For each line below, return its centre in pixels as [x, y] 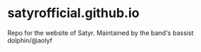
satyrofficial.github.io [73, 13]
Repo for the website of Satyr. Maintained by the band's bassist [100, 33]
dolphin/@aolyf [30, 40]
